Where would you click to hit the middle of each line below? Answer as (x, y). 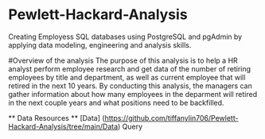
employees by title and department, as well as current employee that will (127, 77)
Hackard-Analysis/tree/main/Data (63, 126)
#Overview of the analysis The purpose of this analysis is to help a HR (123, 60)
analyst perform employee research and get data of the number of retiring (130, 68)
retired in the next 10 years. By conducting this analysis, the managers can (130, 86)
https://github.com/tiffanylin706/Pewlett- (171, 118)
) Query (131, 126)
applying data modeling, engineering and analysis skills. (100, 44)
